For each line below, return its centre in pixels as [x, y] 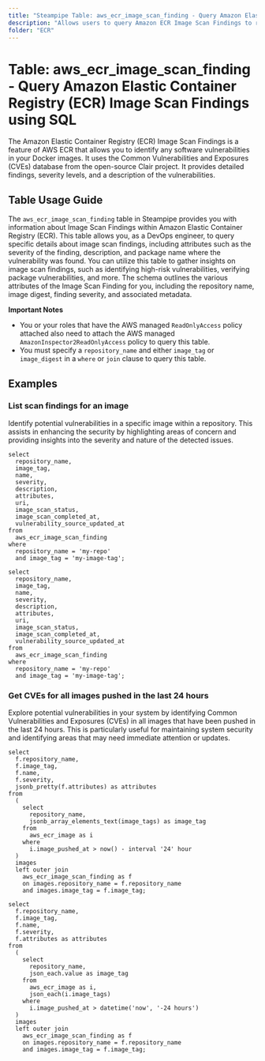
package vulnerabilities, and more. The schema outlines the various [118, 278]
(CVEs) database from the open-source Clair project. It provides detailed [126, 167]
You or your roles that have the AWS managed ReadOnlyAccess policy [131, 325]
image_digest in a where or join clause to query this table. [113, 359]
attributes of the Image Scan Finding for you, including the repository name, [131, 286]
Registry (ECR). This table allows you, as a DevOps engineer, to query [121, 236]
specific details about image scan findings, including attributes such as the [130, 244]
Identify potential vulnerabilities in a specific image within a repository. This [131, 423]
